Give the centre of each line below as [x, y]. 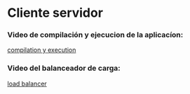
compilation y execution [42, 50]
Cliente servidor [55, 13]
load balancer [27, 83]
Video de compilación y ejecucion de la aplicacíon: [95, 35]
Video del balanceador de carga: [64, 68]
